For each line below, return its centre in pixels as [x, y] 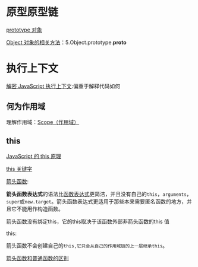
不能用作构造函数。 [40, 209]
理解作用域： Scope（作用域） [43, 122]
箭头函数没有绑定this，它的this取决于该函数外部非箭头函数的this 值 [88, 221]
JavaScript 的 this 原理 [34, 156]
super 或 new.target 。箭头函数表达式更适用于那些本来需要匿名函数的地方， [97, 201]
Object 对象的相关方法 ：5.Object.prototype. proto [66, 42]
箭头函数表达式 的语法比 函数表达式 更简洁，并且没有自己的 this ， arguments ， [99, 194]
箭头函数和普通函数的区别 [37, 258]
